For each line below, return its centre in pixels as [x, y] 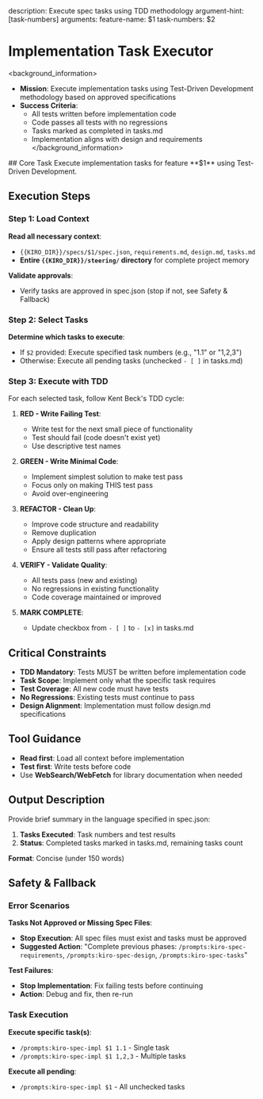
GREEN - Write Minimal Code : [69, 461]
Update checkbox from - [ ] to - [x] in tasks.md [112, 628]
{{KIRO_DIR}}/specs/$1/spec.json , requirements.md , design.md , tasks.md [137, 251]
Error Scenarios [39, 906]
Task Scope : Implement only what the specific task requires [118, 680]
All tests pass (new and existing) [84, 580]
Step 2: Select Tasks [48, 320]
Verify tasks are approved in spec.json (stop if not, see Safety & [124, 290]
